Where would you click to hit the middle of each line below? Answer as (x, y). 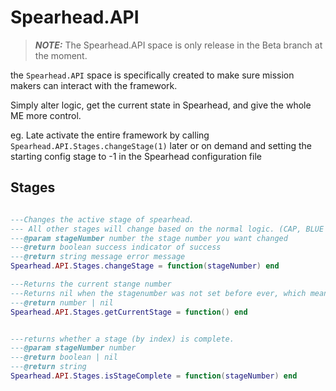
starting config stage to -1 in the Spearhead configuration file (136, 156)
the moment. (61, 55)
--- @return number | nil (62, 302)
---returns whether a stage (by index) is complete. (122, 339)
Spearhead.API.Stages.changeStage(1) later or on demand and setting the (161, 145)
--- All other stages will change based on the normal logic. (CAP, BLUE (167, 229)
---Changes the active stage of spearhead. (102, 219)
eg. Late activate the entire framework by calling (110, 135)
